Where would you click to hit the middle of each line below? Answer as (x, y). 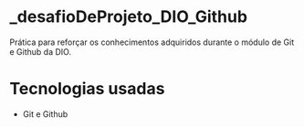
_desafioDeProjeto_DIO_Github (129, 17)
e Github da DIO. (40, 51)
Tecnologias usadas (87, 89)
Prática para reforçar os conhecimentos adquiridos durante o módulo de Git (152, 42)
